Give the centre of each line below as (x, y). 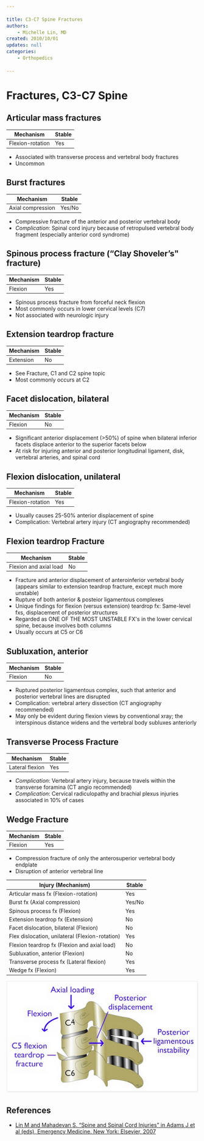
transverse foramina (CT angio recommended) (73, 787)
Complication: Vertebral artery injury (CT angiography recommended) (103, 522)
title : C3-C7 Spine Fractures (45, 19)
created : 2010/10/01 (33, 39)
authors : (17, 26)
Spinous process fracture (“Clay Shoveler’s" (93, 254)
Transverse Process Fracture (62, 742)
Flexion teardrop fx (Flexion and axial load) (62, 945)
